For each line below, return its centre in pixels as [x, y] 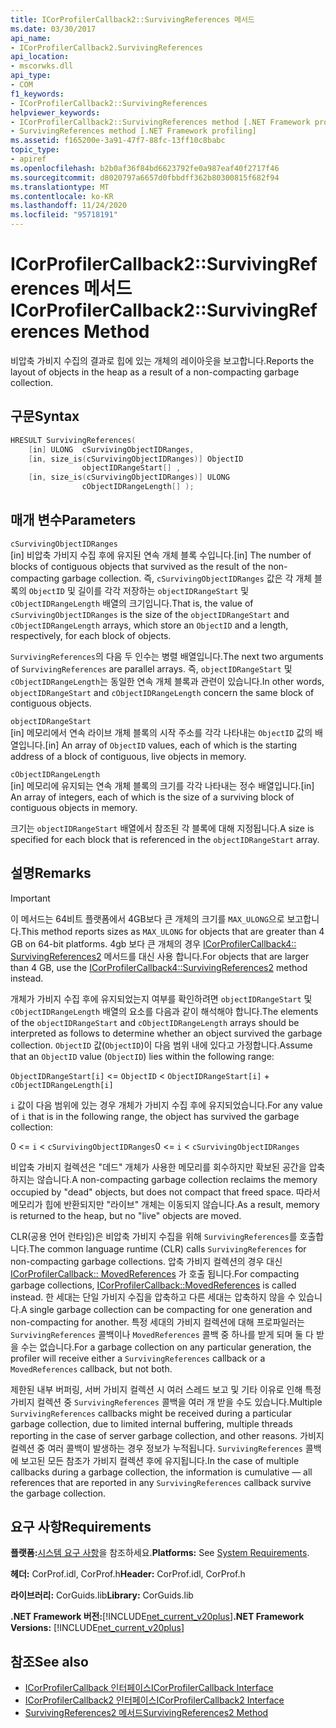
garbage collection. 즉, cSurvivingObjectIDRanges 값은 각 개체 [187, 578]
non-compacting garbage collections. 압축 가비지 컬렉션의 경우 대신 [146, 1261]
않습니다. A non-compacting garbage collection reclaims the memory [177, 1179]
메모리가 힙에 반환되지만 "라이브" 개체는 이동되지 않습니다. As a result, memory [165, 1204]
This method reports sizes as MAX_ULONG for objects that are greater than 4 [172, 931]
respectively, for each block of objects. [91, 635]
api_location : [40, 57]
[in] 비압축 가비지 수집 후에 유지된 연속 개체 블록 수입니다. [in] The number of [161, 555]
